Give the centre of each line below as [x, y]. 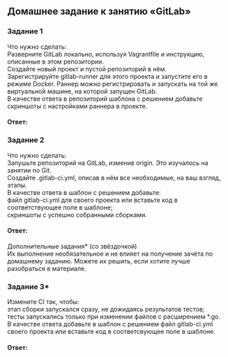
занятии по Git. [30, 170]
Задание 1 [25, 31]
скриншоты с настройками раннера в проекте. [77, 106]
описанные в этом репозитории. [56, 61]
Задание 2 [26, 140]
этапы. [17, 185]
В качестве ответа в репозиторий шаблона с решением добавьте [105, 99]
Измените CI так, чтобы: [43, 302]
